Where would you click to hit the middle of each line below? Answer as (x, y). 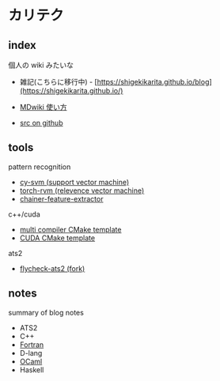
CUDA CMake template (57, 238)
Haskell (32, 370)
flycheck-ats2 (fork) (52, 268)
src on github (41, 123)
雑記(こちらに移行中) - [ (58, 82)
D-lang (31, 353)
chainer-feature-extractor (61, 198)
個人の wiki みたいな (41, 65)
